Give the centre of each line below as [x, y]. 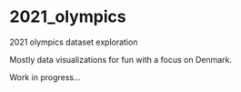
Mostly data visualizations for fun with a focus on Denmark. [121, 59]
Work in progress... [45, 77]
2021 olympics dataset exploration [74, 42]
